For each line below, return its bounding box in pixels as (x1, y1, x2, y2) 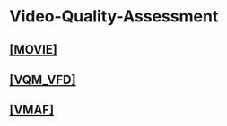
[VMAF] (9, 103, 55, 118)
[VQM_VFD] (9, 71, 76, 87)
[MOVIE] (9, 42, 58, 57)
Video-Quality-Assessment (9, 6, 219, 27)
